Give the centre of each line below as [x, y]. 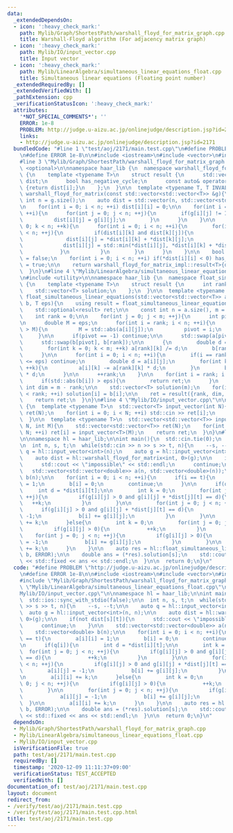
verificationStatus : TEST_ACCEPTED [65, 774]
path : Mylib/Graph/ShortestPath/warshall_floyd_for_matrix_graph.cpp [122, 33]
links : [29, 136]
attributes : [31, 110]
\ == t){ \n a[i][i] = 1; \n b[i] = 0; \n [99, 638]
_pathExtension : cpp [43, 98]
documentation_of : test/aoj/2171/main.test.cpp [77, 787]
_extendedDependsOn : [43, 20]
